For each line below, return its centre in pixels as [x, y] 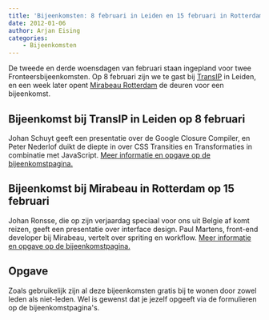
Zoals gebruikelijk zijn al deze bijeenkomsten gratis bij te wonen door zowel [132, 290]
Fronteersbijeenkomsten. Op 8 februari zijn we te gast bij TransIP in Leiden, [132, 77]
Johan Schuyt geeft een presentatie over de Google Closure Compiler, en [129, 138]
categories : [28, 38]
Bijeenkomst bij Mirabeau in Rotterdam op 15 [121, 189]
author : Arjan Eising [44, 30]
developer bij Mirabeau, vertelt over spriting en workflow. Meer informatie [130, 238]
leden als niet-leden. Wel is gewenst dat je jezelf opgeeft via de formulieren [132, 299]
